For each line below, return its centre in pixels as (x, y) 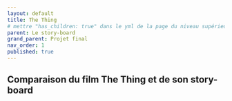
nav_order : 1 (26, 45)
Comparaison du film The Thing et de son (98, 80)
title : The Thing (32, 20)
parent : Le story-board (41, 33)
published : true (30, 52)
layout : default (30, 13)
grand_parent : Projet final (48, 39)
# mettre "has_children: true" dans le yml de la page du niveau (103, 26)
